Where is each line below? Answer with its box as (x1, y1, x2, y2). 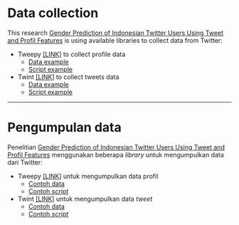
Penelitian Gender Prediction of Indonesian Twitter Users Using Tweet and (7, 142, 225, 151)
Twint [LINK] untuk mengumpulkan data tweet (17, 194, 153, 203)
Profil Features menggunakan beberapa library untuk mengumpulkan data (7, 150, 224, 159)
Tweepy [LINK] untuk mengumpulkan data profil (17, 172, 159, 180)
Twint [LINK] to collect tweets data (17, 73, 119, 81)
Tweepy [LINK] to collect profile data (17, 50, 126, 58)
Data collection (7, 5, 99, 21)
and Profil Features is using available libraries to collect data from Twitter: (7, 36, 223, 44)
